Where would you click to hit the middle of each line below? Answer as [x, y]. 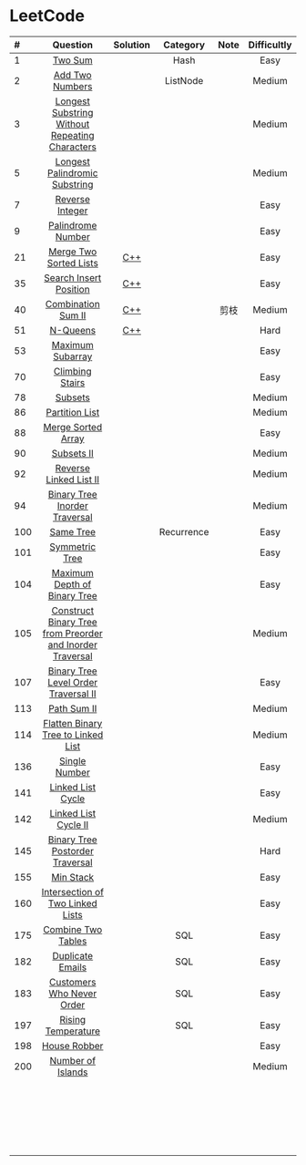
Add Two [73, 75]
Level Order [73, 682]
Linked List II [72, 479]
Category [184, 45]
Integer [73, 211]
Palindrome [73, 225]
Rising [72, 1019]
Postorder [72, 851]
